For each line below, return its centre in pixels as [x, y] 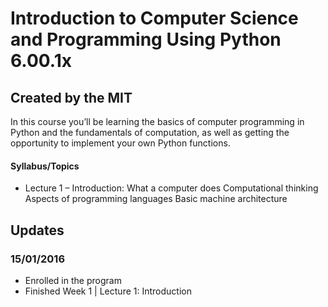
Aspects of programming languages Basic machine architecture [156, 199]
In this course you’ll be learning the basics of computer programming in [157, 121]
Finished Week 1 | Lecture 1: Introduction [108, 291]
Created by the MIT [71, 97]
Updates [37, 230]
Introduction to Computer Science [154, 18]
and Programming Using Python [146, 39]
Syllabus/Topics [45, 166]
